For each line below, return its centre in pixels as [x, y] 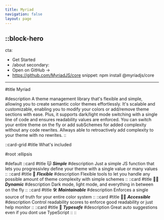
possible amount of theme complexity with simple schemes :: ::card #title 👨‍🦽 [82, 179]
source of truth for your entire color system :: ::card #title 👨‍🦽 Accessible [78, 197]
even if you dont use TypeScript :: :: [41, 213]
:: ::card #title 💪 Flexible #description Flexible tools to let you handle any [78, 174]
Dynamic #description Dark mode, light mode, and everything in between [79, 184]
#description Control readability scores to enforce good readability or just [79, 202]
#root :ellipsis [19, 154]
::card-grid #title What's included [38, 145]
